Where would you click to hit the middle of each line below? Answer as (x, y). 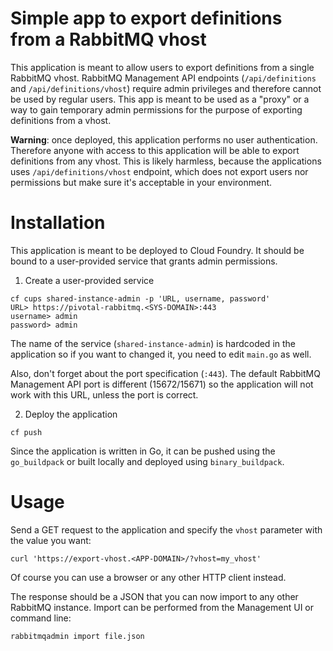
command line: (41, 618)
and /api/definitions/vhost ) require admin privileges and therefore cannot (166, 88)
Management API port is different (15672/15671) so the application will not (162, 384)
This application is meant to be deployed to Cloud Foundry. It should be (157, 250)
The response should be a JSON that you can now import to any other (154, 596)
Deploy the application (71, 414)
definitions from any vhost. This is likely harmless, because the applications (166, 161)
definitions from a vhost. (61, 120)
